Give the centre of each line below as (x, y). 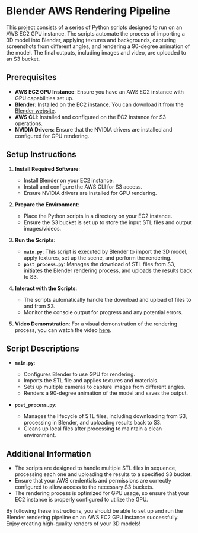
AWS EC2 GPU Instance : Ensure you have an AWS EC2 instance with (99, 92)
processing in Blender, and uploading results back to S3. (92, 423)
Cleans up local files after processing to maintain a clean (93, 429)
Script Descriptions (43, 348)
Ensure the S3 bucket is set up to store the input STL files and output (108, 222)
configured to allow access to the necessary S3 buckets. (84, 487)
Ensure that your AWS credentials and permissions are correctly (93, 481)
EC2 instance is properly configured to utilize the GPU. (81, 500)
